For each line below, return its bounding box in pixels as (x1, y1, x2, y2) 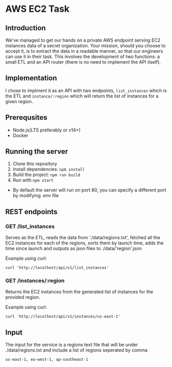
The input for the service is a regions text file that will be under (5, 342, 138, 348)
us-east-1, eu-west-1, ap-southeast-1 (5, 357, 88, 362)
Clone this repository (12, 161, 58, 167)
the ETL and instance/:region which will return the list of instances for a (5, 93, 159, 99)
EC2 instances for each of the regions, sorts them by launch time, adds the (5, 240, 164, 246)
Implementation (5, 74, 58, 83)
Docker (12, 132, 29, 139)
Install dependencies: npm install (12, 166, 85, 172)
